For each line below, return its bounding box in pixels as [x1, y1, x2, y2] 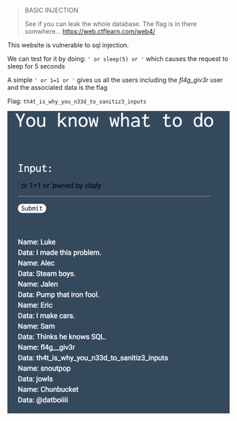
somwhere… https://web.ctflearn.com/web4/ [24, 28, 155, 35]
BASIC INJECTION [24, 6, 79, 14]
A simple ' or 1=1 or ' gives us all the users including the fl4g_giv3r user [7, 76, 224, 84]
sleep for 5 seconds [7, 62, 66, 70]
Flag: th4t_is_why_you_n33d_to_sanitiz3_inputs [7, 97, 147, 105]
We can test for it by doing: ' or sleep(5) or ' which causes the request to [7, 54, 229, 63]
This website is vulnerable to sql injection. [7, 41, 129, 49]
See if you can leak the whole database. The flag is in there [24, 20, 197, 28]
